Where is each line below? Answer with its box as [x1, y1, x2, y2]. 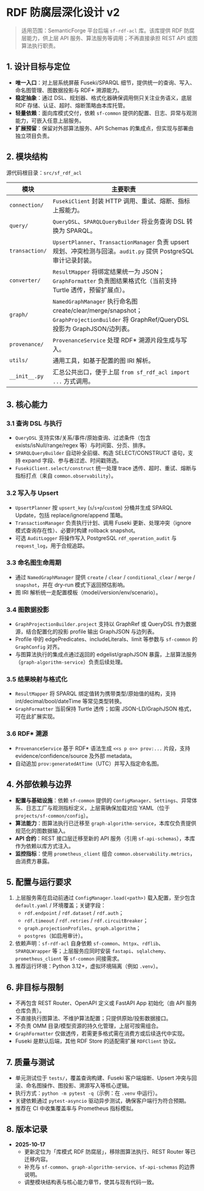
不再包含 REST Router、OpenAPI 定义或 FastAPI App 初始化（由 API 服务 [15, 999, 197, 1007]
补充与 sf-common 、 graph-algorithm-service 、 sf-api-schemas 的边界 [24, 1163, 195, 1170]
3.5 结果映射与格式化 [6, 675, 68, 684]
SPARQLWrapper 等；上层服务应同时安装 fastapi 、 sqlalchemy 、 [15, 947, 169, 955]
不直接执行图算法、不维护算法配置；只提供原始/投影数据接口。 [15, 1015, 172, 1022]
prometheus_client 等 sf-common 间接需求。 [15, 955, 123, 962]
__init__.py [9, 372, 44, 380]
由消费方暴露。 [15, 857, 53, 864]
